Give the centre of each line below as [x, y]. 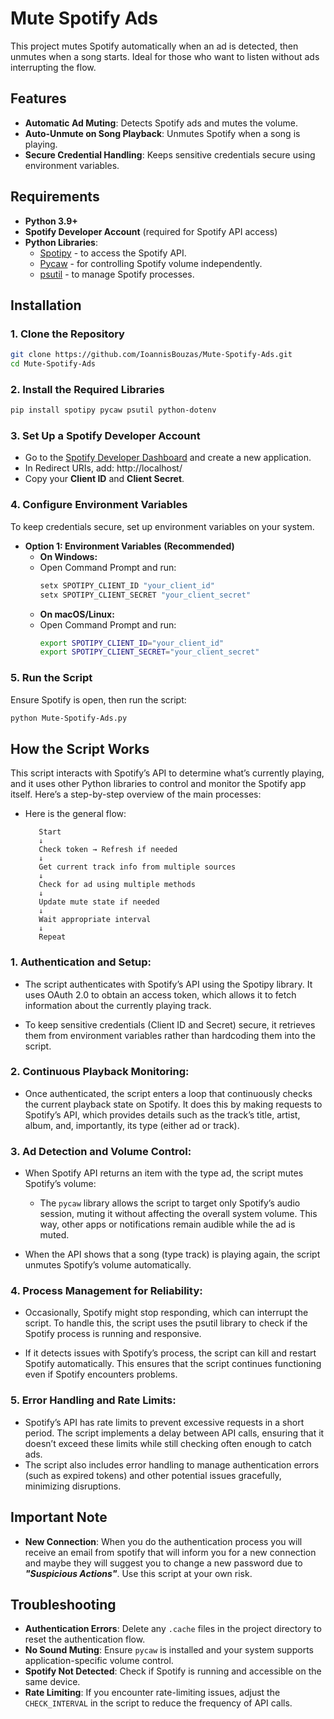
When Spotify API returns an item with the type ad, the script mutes [164, 1173]
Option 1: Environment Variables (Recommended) [129, 546]
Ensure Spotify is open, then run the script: [98, 699]
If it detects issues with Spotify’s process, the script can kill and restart [170, 1353]
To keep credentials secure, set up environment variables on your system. [162, 526]
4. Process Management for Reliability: [106, 1291]
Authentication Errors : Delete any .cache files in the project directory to [173, 1629]
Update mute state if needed [99, 902]
